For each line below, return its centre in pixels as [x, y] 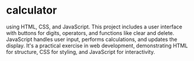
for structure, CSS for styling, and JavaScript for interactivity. [81, 52]
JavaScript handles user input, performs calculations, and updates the [92, 39]
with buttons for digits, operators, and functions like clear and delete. [90, 33]
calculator [32, 10]
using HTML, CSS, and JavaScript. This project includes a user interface [94, 27]
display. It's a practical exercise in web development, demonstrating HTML [97, 46]
